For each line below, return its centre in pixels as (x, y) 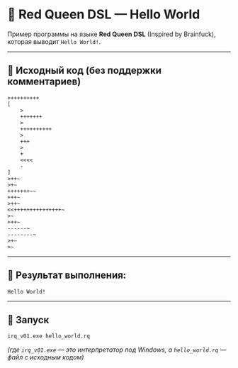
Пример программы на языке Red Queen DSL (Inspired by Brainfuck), (112, 34)
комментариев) (44, 82)
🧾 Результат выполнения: (67, 275)
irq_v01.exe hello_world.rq (49, 336)
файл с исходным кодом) (46, 357)
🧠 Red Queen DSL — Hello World (104, 15)
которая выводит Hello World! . (54, 41)
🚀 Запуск (28, 319)
